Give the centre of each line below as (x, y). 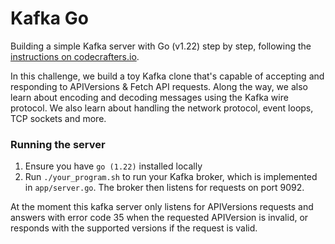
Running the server (58, 144)
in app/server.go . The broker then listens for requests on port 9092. (164, 188)
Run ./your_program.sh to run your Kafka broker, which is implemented (171, 177)
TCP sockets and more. (58, 118)
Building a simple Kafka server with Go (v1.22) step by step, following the (161, 46)
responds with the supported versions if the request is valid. (134, 228)
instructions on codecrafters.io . (75, 56)
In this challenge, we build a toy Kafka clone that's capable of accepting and (167, 76)
